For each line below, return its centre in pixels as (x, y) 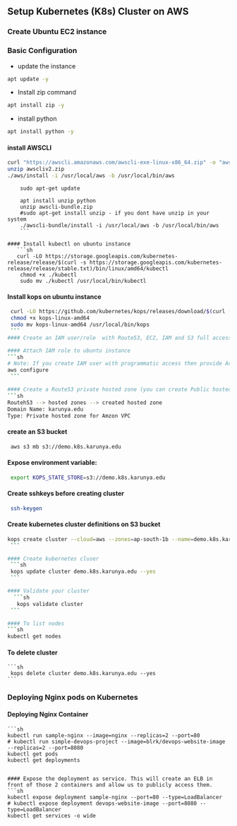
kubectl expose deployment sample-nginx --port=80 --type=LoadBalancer (115, 797)
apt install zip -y (36, 105)
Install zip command (47, 92)
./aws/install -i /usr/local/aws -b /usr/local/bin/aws (91, 176)
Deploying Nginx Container (48, 714)
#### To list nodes (36, 624)
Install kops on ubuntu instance (54, 296)
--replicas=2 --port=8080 (45, 748)
